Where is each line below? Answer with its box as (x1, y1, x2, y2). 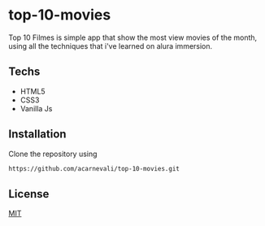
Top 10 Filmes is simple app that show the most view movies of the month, (8, 33, 258, 42)
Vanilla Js (20, 103, 53, 113)
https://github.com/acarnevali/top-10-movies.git (8, 164, 180, 172)
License (8, 187, 50, 201)
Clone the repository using (8, 149, 98, 159)
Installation (8, 128, 67, 141)
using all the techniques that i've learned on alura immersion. (8, 41, 213, 50)
